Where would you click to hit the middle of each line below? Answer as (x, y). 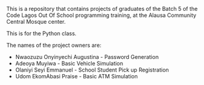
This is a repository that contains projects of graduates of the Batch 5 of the (102, 9)
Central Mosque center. (36, 22)
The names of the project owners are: (54, 45)
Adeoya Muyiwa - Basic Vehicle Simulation (69, 63)
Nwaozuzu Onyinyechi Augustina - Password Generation (87, 57)
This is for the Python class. (41, 33)
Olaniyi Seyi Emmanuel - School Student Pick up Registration (92, 70)
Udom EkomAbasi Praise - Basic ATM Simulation (76, 76)
